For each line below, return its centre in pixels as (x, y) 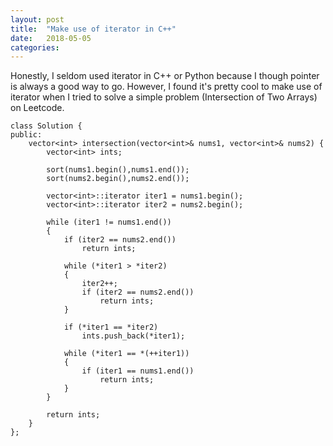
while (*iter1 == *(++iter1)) (126, 354)
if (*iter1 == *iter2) (111, 327)
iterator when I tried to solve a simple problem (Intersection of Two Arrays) (164, 97)
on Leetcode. (37, 108)
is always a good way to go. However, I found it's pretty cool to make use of (166, 87)
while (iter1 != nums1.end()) (109, 222)
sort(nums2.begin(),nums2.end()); (118, 179)
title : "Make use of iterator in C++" (93, 29)
